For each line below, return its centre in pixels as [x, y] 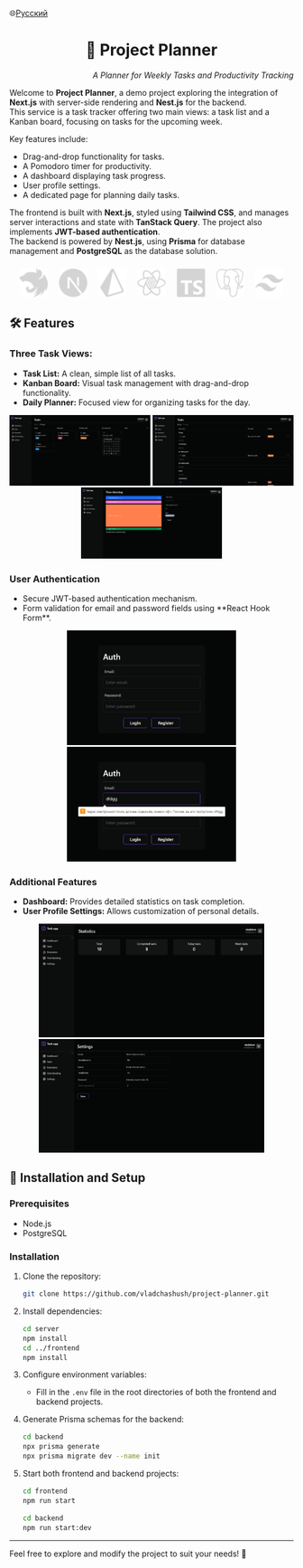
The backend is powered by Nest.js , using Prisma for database [127, 241]
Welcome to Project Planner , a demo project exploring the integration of [144, 92]
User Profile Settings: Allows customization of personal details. [141, 912]
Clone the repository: [62, 1276]
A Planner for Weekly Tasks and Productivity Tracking [193, 75]
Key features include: [49, 138]
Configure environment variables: [84, 1374]
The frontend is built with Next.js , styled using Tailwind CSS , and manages [149, 213]
